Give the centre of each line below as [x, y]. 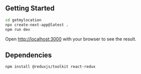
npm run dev [18, 29]
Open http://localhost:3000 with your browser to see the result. [71, 39]
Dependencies [28, 55]
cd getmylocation [23, 20]
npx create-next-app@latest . [37, 25]
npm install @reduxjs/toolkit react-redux [50, 67]
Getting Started [30, 8]
